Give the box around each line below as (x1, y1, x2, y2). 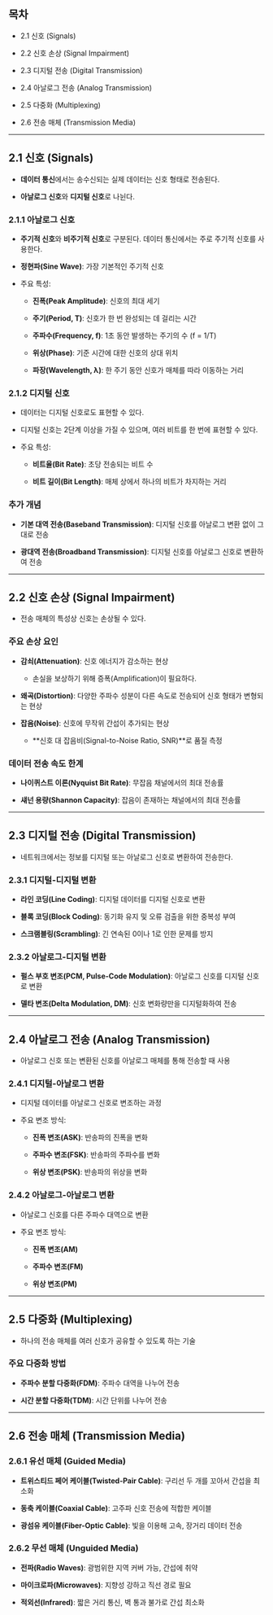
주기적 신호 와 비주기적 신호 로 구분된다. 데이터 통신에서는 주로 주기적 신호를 (19, 234, 257, 243)
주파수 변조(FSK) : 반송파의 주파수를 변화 (32, 1150, 160, 1160)
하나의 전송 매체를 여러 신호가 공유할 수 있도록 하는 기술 (19, 1336, 197, 1346)
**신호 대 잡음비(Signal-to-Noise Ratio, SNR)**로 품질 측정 (32, 735, 223, 745)
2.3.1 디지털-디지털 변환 (8, 874, 97, 886)
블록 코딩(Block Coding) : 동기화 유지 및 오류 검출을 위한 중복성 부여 (19, 912, 236, 921)
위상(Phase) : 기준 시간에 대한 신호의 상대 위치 (32, 348, 179, 357)
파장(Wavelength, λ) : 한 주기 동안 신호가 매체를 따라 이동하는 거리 (32, 365, 244, 374)
